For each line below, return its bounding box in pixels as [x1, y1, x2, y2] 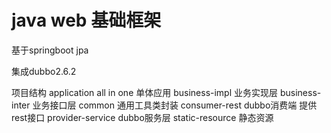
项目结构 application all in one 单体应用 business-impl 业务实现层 [11, 86, 279, 98]
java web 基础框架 [11, 9, 162, 32]
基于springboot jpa [11, 44, 89, 56]
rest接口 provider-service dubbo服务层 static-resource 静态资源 [11, 111, 274, 123]
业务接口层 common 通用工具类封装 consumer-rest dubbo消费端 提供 [32, 99, 318, 111]
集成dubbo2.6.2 [11, 65, 77, 77]
